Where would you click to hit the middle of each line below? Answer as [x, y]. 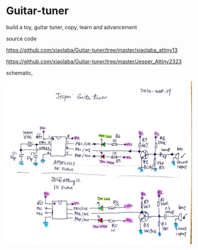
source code [22, 38]
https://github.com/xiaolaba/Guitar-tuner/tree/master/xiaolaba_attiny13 [92, 50]
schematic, [19, 73]
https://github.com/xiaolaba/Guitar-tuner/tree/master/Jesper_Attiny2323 [94, 61]
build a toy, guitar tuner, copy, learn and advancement [72, 27]
